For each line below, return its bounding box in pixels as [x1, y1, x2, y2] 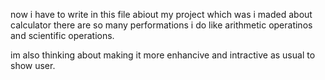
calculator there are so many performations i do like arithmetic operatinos [10, 19, 313, 31]
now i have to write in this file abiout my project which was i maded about [10, 9, 313, 20]
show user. [10, 60, 56, 71]
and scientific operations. [10, 30, 115, 41]
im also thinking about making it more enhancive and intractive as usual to [10, 49, 316, 61]
